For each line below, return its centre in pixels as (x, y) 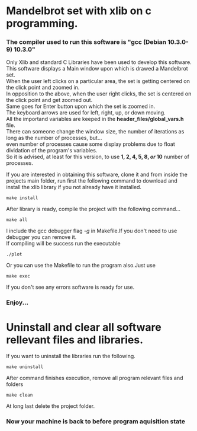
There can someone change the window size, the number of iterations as (95, 132)
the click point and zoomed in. (43, 88)
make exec (18, 276)
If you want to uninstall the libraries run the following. (71, 356)
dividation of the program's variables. (52, 151)
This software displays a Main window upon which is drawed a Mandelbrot (97, 69)
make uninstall (25, 367)
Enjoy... (17, 302)
